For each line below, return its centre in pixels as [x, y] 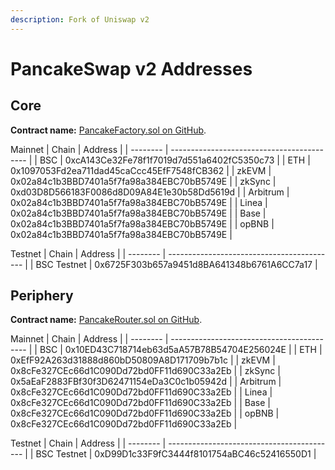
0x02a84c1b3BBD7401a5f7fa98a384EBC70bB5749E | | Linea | [139, 202]
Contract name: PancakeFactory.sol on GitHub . [108, 130]
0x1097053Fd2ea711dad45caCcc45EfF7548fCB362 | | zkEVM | [141, 170]
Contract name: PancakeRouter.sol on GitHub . [106, 320]
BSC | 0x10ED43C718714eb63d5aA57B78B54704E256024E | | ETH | [181, 350]
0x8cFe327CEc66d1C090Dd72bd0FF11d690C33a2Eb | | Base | [140, 403]
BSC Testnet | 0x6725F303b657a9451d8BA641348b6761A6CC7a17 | [176, 264]
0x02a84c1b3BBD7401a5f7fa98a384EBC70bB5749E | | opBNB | [142, 223]
